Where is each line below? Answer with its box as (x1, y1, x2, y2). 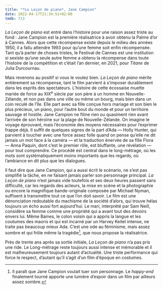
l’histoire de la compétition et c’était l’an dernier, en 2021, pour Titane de (5, 60, 149, 66)
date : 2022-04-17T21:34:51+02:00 (5, 12, 73, 16)
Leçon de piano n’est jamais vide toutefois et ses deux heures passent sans (5, 178, 156, 183)
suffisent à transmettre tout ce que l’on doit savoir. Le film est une (5, 193, 136, 199)
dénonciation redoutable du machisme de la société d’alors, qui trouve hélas (5, 198, 158, 204)
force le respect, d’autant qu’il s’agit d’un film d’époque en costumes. (5, 255, 143, 260)
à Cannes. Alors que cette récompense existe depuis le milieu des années (5, 40, 153, 46)
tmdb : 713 (5, 16, 25, 21)
